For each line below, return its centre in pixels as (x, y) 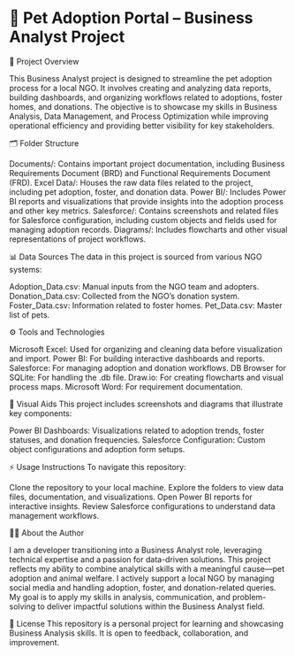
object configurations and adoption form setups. (97, 449)
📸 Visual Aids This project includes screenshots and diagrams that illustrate (146, 404)
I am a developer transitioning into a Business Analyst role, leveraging (136, 550)
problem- (250, 597)
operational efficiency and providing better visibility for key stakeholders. (142, 125)
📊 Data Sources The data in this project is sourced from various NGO (136, 257)
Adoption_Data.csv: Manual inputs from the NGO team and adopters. (134, 286)
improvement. (34, 642)
